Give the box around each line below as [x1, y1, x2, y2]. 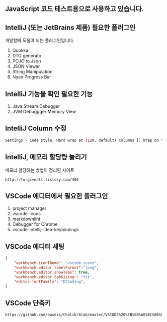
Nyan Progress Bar [12, 74, 51, 80]
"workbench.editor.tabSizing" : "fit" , [14, 274, 94, 280]
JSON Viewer [12, 63, 40, 69]
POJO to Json [12, 58, 41, 64]
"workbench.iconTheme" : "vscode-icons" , [14, 261, 99, 266]
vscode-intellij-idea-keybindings [12, 227, 80, 233]
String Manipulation [12, 69, 53, 75]
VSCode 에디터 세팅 [5, 242, 65, 251]
